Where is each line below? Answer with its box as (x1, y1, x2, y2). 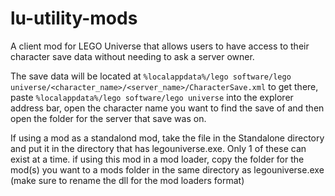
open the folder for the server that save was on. (10, 112, 207, 124)
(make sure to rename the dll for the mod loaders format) (10, 174, 245, 186)
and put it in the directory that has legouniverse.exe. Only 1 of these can (10, 142, 307, 154)
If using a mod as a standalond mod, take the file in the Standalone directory (10, 132, 325, 144)
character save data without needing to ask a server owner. (10, 50, 255, 62)
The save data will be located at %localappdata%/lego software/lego (10, 70, 292, 82)
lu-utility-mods (10, 7, 138, 30)
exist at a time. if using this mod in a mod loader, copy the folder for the (10, 153, 305, 165)
